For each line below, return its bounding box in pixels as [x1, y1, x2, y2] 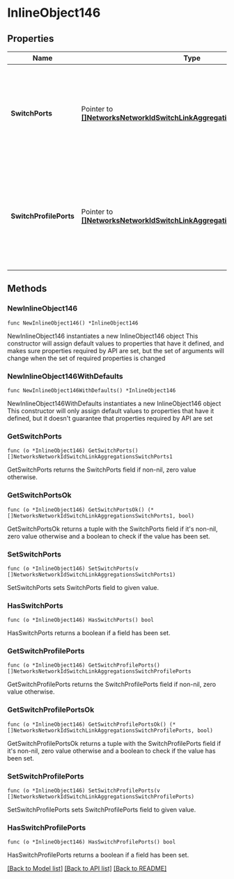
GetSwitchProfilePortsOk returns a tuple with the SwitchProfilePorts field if [7, 739, 221, 747]
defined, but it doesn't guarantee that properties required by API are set [7, 414, 213, 422]
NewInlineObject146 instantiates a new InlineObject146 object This [7, 332, 198, 340]
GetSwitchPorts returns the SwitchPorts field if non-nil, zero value [7, 465, 196, 474]
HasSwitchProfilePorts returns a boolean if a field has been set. [7, 851, 189, 859]
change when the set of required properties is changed [7, 354, 166, 362]
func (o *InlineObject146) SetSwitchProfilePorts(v [7, 787, 160, 795]
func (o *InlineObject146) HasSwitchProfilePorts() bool [7, 839, 176, 846]
